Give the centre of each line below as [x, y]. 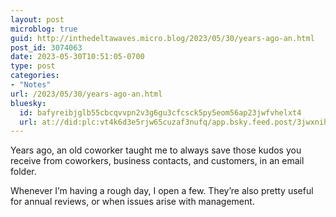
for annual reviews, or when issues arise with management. [132, 202]
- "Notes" [31, 85]
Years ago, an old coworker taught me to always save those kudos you [156, 150]
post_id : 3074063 [46, 47]
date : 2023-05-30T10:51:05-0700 [77, 57]
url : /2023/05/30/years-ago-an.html [86, 94]
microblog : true [44, 29]
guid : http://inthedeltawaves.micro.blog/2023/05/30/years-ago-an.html [162, 38]
